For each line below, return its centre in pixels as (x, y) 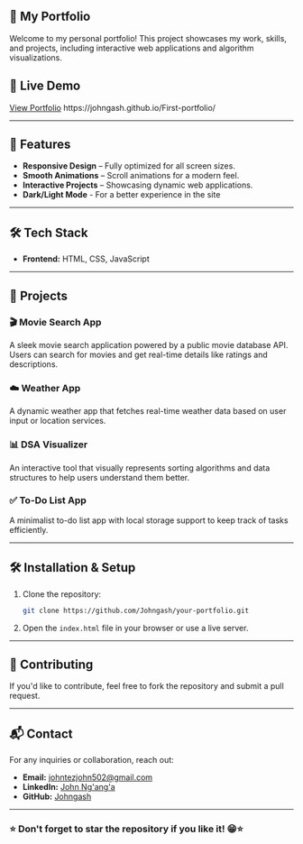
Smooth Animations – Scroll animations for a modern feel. (131, 176)
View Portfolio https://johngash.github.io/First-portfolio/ (113, 107)
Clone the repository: (62, 594)
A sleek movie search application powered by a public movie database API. (149, 344)
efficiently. (29, 529)
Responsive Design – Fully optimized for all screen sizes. (129, 166)
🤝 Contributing (51, 664)
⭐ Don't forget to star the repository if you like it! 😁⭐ (126, 829)
